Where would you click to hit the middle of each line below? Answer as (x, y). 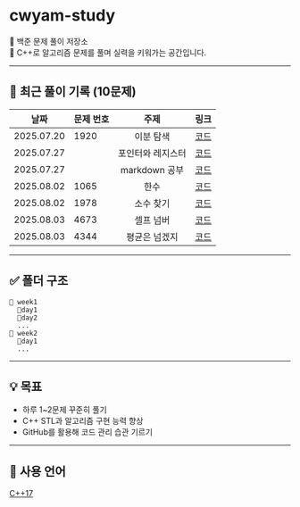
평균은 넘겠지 (152, 237)
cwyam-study (62, 16)
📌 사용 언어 (38, 471)
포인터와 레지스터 (152, 153)
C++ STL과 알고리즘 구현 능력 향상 (83, 421)
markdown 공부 (152, 170)
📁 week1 (24, 302)
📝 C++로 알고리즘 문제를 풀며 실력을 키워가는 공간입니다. (108, 52)
